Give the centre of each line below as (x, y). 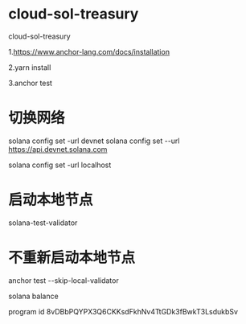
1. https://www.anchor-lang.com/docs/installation (89, 51)
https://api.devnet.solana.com (58, 149)
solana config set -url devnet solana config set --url (94, 141)
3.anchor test (30, 83)
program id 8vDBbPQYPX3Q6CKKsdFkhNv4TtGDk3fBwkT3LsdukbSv (123, 311)
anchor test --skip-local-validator (64, 280)
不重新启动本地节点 (72, 257)
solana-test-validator (43, 223)
